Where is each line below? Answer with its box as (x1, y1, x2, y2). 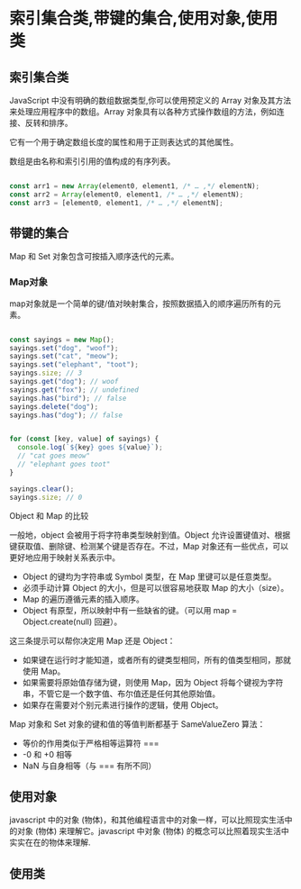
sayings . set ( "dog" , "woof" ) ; (9, 343, 119, 352)
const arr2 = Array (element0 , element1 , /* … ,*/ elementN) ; (9, 190, 244, 199)
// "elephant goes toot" (17, 460, 111, 469)
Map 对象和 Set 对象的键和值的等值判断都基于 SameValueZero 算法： (9, 718, 266, 730)
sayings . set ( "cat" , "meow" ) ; (9, 352, 119, 361)
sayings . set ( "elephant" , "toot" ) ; (9, 360, 140, 369)
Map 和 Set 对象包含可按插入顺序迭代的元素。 (9, 251, 179, 262)
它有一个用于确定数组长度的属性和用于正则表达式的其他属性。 (9, 137, 239, 147)
